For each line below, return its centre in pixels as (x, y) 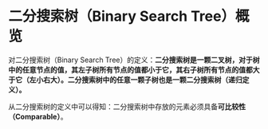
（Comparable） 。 (38, 116)
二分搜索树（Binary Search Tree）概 (129, 16)
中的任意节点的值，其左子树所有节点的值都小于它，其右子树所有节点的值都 (130, 69)
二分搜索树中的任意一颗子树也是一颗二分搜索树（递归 (155, 80)
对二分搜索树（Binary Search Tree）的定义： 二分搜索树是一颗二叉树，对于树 (134, 60)
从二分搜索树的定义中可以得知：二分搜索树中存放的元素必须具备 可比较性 (127, 106)
